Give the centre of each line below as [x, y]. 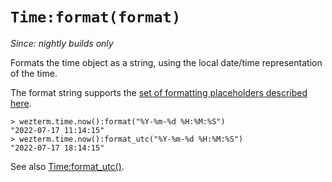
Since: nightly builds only [62, 43]
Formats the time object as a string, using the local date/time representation [166, 62]
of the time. [34, 73]
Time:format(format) [96, 17]
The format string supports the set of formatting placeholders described [159, 92]
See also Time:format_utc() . [67, 166]
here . [21, 103]
